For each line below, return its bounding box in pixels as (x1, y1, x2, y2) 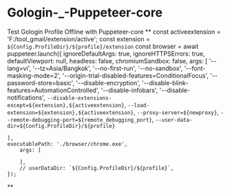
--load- (127, 102, 150, 109)
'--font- (184, 64, 206, 72)
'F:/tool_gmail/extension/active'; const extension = (7, 34, 150, 43)
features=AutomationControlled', (7, 86, 100, 94)
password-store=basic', (7, 78, 74, 87)
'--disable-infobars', (101, 86, 158, 94)
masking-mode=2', (7, 71, 61, 80)
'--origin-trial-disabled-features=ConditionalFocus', (62, 71, 209, 80)
